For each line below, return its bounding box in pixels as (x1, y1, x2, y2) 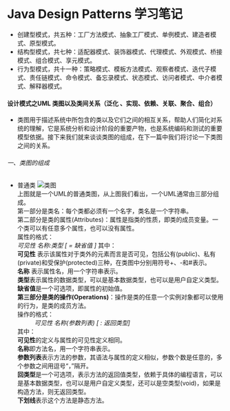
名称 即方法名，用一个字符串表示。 (17, 345, 114, 353)
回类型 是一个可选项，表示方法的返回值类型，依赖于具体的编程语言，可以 (17, 370, 222, 379)
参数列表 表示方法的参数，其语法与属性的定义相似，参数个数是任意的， (17, 353, 217, 361)
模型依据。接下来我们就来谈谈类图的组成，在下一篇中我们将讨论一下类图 (17, 133, 222, 141)
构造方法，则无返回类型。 (17, 388, 90, 396)
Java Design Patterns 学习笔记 (7, 6, 183, 22)
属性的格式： (17, 233, 54, 241)
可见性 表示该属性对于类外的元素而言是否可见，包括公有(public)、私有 (17, 250, 216, 258)
